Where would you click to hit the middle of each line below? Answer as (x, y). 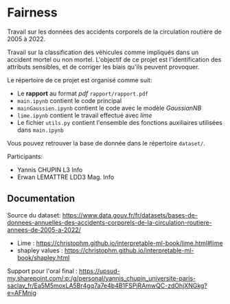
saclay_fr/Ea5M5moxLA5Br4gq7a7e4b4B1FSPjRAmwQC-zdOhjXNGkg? (107, 285)
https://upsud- (99, 271)
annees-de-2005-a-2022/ (44, 230)
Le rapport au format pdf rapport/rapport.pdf (83, 93)
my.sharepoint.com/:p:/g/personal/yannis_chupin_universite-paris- (102, 278)
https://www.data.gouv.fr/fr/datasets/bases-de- (130, 215)
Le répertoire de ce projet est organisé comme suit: (80, 80)
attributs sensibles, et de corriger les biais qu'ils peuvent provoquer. (103, 67)
